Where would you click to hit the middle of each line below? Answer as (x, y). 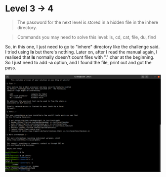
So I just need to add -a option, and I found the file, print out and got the (78, 62)
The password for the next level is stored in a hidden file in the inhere (88, 22)
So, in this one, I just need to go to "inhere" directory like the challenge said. (83, 46)
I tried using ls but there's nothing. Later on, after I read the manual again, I (81, 52)
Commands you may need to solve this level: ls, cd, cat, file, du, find (86, 37)
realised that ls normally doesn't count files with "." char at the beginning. (80, 57)
